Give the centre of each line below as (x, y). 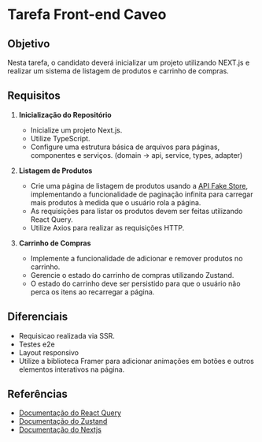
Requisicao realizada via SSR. (67, 335)
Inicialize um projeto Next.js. (76, 130)
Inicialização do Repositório (65, 114)
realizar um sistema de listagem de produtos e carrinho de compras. (118, 71)
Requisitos (34, 96)
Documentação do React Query (70, 413)
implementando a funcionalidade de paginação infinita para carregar (142, 194)
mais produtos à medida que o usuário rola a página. (116, 202)
